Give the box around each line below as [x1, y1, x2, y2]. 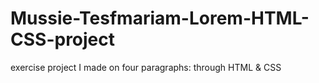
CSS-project [10, 28, 116, 51]
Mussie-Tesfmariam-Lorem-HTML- [10, 7, 310, 30]
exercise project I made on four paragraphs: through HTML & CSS [10, 61, 282, 73]
